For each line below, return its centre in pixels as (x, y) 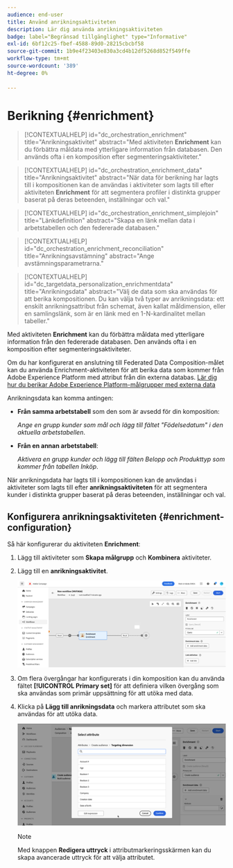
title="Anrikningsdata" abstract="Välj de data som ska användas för (121, 292)
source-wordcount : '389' (43, 66)
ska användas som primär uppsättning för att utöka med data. (105, 693)
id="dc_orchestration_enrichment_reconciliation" (94, 249)
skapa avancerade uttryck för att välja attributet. (86, 857)
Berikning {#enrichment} (81, 115)
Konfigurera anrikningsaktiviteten (82, 517)
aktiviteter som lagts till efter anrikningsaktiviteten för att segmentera (107, 487)
